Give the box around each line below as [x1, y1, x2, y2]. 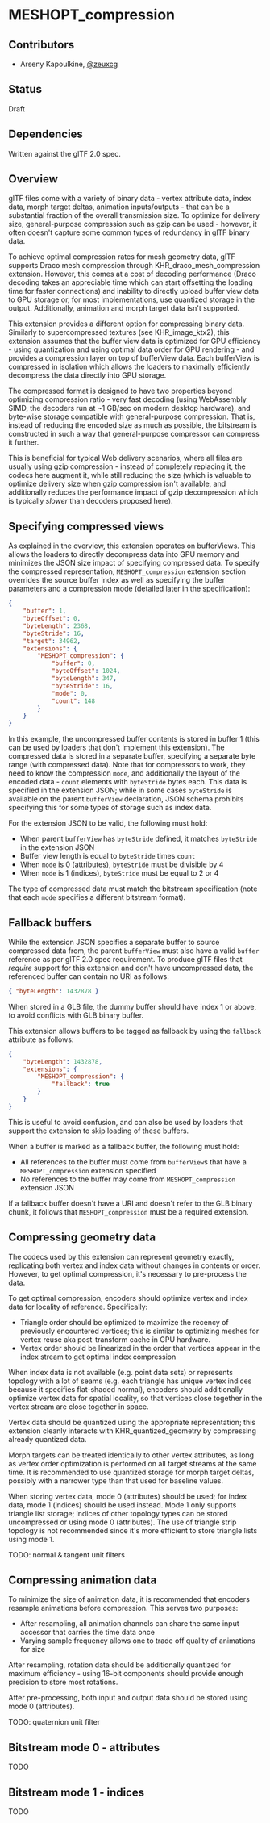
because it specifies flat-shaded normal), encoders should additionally [8, 1384, 243, 1394]
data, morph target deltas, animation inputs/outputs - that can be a [8, 202, 230, 211]
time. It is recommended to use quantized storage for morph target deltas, [8, 1467, 255, 1477]
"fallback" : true [51, 1080, 110, 1089]
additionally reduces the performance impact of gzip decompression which [8, 487, 259, 497]
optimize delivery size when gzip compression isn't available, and [8, 479, 226, 489]
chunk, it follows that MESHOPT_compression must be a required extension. [8, 1206, 249, 1216]
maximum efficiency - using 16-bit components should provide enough [8, 1669, 244, 1679]
